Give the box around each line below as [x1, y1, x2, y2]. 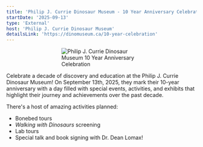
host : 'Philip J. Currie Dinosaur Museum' [6, 25, 115, 32]
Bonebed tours [14, 115, 53, 122]
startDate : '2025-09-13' [6, 14, 69, 20]
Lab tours [14, 128, 39, 135]
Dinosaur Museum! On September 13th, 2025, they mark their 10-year [6, 79, 179, 86]
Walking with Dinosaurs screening [14, 121, 101, 128]
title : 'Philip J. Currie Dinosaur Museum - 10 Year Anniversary [6, 8, 174, 15]
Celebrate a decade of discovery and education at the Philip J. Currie [6, 72, 179, 80]
